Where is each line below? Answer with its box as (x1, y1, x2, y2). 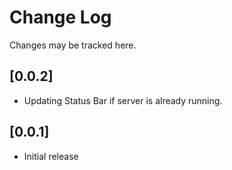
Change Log (9, 6, 112, 29)
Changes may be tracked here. (9, 39, 137, 51)
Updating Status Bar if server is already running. (23, 94, 223, 106)
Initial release (23, 150, 79, 162)
